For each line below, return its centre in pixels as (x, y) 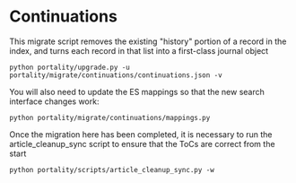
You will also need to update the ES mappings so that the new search (137, 91)
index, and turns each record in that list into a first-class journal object (139, 50)
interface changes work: (54, 101)
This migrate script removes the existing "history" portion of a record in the (148, 41)
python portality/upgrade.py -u (70, 67)
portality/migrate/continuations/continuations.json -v (116, 75)
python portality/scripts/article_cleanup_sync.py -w (112, 170)
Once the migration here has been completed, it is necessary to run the (141, 134)
